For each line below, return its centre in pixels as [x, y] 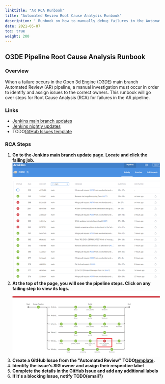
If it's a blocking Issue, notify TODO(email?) [57, 376]
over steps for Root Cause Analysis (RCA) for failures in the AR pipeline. [78, 97]
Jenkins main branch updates [42, 121]
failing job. [23, 160]
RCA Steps [18, 144]
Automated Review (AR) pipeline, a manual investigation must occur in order [82, 87]
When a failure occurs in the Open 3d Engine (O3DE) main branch [72, 82]
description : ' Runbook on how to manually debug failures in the [74, 21]
